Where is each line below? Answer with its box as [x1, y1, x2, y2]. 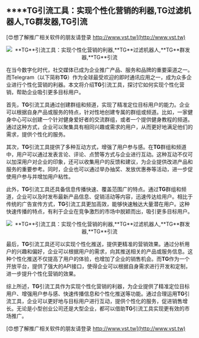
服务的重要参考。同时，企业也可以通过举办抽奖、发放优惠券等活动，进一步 [6, 165, 188, 173]
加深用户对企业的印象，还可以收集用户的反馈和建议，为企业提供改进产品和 [11, 158, 193, 165]
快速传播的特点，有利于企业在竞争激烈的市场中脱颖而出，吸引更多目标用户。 [6, 208, 193, 215]
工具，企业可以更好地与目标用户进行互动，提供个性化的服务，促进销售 [11, 297, 182, 304]
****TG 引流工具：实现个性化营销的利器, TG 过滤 [6, 5, 184, 16]
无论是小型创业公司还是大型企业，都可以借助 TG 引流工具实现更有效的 [16, 305, 185, 312]
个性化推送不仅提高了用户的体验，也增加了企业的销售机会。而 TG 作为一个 [11, 255, 190, 262]
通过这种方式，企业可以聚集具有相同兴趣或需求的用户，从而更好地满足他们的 [6, 123, 193, 130]
